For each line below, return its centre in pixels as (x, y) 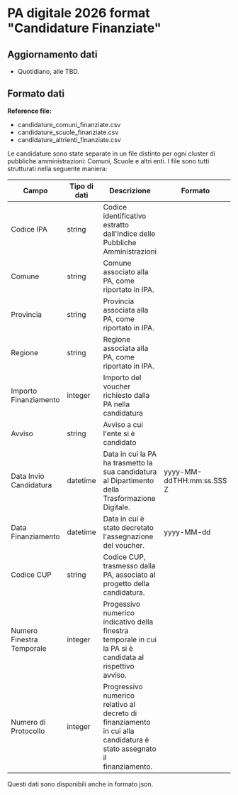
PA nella (117, 404)
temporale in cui (130, 639)
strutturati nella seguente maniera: (57, 168)
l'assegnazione (128, 536)
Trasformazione (129, 498)
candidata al (123, 657)
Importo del (122, 377)
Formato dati (36, 94)
